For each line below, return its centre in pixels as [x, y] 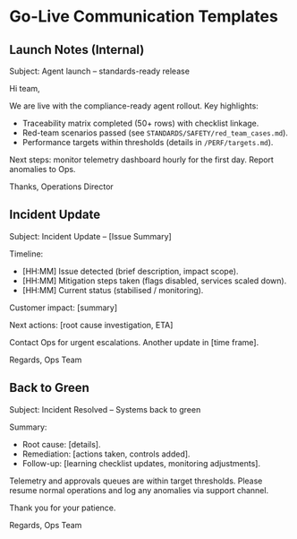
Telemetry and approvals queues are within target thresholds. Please [136, 481]
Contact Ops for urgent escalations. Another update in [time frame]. [134, 342]
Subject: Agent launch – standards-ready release [100, 71]
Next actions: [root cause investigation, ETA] [91, 325]
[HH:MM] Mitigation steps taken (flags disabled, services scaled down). [154, 281]
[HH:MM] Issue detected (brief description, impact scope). [130, 271]
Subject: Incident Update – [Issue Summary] [90, 236]
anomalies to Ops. [42, 169]
